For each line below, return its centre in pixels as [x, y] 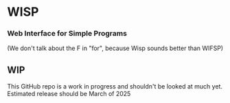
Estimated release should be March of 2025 [69, 94]
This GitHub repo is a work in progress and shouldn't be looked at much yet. [115, 87]
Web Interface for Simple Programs [67, 34]
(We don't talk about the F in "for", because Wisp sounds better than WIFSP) [115, 48]
